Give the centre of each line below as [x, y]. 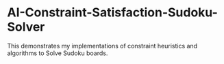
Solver [26, 27]
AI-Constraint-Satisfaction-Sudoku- [112, 13]
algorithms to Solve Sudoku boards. [58, 53]
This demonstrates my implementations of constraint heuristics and [102, 46]
